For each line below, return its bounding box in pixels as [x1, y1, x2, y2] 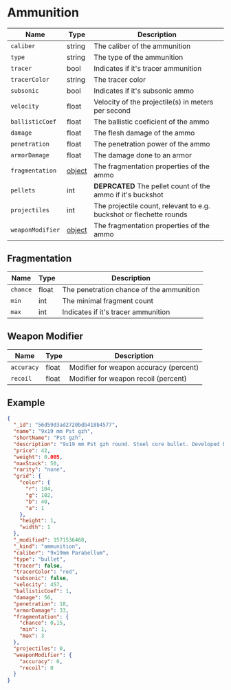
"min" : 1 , [19, 626, 48, 633]
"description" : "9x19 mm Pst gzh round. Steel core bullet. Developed [13, 441, 220, 447]
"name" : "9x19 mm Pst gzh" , [13, 428, 94, 435]
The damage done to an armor [93, 150, 192, 159]
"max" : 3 [19, 632, 45, 640]
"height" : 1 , [19, 517, 57, 524]
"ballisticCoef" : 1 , [13, 588, 72, 594]
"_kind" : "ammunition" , [13, 543, 81, 550]
